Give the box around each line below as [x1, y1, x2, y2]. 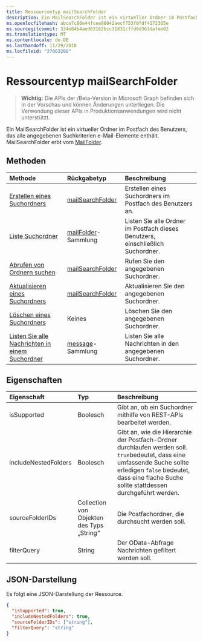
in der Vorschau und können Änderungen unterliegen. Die [21, 101, 165, 108]
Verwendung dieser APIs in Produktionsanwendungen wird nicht [21, 107, 182, 114]
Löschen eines [9, 310, 51, 319]
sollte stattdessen [117, 481, 168, 489]
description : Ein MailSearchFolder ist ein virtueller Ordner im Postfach [6, 15, 199, 21]
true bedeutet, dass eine [117, 451, 186, 459]
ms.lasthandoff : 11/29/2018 [6, 43, 77, 49]
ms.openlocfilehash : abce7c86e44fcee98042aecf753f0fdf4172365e [6, 20, 169, 26]
